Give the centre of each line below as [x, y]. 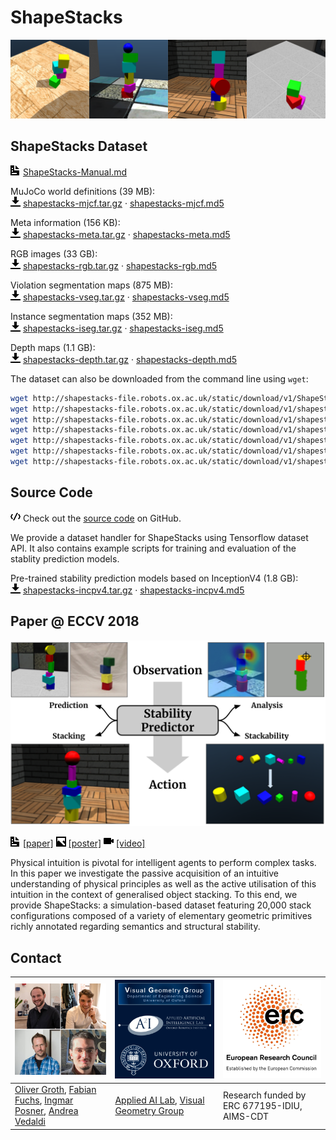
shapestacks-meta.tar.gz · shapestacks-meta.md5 [126, 234]
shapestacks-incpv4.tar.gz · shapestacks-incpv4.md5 [133, 590]
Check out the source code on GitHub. [102, 518]
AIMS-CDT [245, 1116]
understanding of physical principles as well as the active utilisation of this [163, 884]
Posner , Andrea [46, 1111]
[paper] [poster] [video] [84, 843]
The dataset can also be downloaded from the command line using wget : [159, 378]
